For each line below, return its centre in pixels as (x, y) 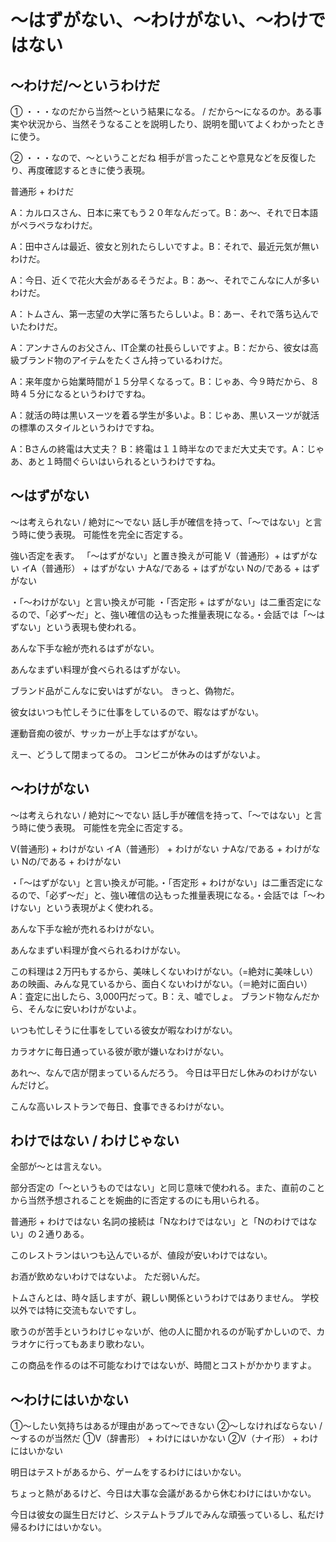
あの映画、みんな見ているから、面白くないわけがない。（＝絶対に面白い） (161, 983)
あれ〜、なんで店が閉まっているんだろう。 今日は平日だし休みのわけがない (164, 1072)
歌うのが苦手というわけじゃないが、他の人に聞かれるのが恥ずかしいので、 (163, 1332)
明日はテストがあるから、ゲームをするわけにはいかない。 (128, 1472)
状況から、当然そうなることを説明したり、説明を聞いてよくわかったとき (176, 124)
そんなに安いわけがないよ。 (84, 1008)
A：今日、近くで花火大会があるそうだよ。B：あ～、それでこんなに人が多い (165, 280)
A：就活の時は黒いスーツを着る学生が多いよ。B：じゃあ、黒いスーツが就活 (165, 415)
